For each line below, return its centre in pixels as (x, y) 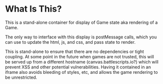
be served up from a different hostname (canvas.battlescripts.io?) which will (82, 62)
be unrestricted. (21, 77)
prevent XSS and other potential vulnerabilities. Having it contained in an (78, 67)
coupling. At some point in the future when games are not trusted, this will (80, 56)
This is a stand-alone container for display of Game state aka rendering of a (81, 22)
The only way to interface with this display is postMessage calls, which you (81, 37)
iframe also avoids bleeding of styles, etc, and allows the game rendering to (81, 72)
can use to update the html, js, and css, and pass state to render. (70, 42)
